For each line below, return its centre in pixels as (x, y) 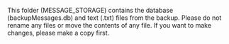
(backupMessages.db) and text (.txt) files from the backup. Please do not (114, 18)
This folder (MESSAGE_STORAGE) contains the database (90, 10)
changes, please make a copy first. (58, 33)
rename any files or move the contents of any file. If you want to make (109, 25)
